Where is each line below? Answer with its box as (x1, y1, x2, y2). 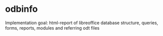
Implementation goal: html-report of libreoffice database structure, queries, (5, 20, 159, 26)
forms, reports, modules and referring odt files (5, 25, 100, 31)
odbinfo (5, 3, 38, 15)
